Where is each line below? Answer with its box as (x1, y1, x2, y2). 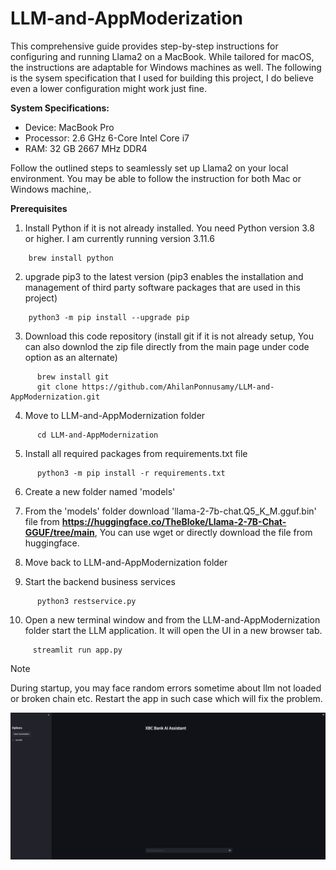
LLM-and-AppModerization (10, 7, 243, 30)
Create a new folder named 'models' (24, 485, 176, 497)
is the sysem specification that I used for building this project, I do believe (10, 72, 314, 84)
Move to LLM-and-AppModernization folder (24, 409, 206, 421)
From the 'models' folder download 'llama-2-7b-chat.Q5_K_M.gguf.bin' (24, 505, 317, 517)
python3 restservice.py (36, 596, 137, 606)
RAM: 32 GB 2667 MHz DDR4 (24, 142, 148, 154)
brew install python (28, 253, 114, 263)
